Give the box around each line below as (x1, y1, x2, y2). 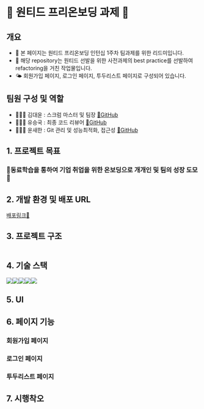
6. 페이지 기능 (6, 317, 55, 327)
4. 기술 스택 (6, 260, 48, 271)
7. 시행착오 (6, 393, 45, 403)
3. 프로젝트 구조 (6, 231, 62, 241)
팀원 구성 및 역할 (6, 94, 64, 104)
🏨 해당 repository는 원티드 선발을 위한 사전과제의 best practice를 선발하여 (15, 57, 194, 64)
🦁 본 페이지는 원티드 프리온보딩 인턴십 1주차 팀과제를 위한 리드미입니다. (15, 50, 184, 56)
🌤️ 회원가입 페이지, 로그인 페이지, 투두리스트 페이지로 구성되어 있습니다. (15, 72, 186, 79)
